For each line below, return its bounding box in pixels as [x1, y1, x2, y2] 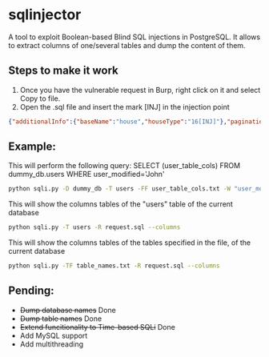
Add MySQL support [19, 331, 88, 340]
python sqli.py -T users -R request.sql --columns [8, 223, 181, 231]
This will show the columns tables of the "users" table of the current [8, 199, 234, 209]
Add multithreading [19, 339, 84, 349]
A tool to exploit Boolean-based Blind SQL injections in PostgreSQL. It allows [8, 32, 261, 42]
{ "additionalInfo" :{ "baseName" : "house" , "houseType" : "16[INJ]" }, [8, 118, 227, 126]
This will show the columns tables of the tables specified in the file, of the [8, 238, 251, 247]
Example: [8, 140, 56, 154]
